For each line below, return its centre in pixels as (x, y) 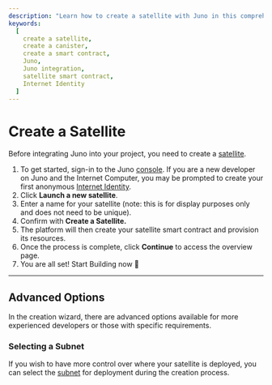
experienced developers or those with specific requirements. (110, 326)
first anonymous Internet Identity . (76, 186)
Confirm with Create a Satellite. (73, 221)
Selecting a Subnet (47, 347)
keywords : (25, 24)
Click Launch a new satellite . (69, 195)
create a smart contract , (67, 53)
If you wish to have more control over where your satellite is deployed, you (133, 364)
